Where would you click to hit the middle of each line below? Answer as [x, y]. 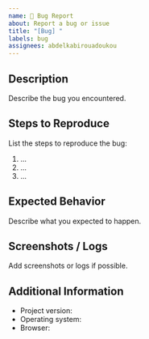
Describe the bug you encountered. [67, 98]
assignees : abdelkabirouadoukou [62, 46]
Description [38, 79]
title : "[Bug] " [35, 31]
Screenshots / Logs [58, 246]
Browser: [35, 328]
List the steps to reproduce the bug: [68, 143]
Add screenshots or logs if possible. [68, 266]
